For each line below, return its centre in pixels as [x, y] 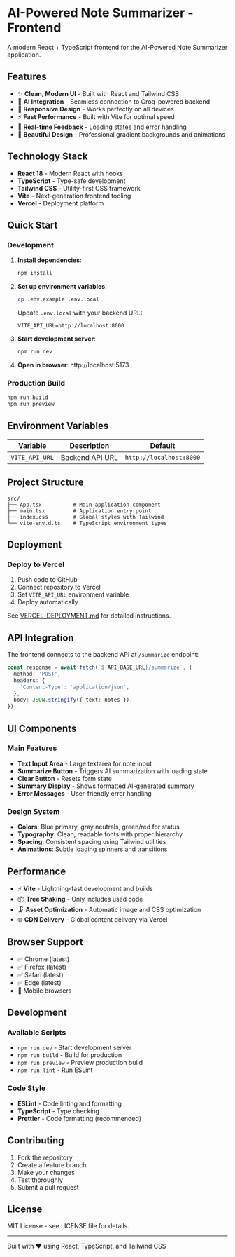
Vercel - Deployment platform [60, 203]
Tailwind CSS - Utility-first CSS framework [79, 188]
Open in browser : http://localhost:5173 [73, 365]
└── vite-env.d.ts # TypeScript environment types [87, 523]
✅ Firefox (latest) [42, 967]
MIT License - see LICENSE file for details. [68, 1226]
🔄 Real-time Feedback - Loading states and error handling [102, 127]
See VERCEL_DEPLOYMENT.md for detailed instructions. [89, 616]
